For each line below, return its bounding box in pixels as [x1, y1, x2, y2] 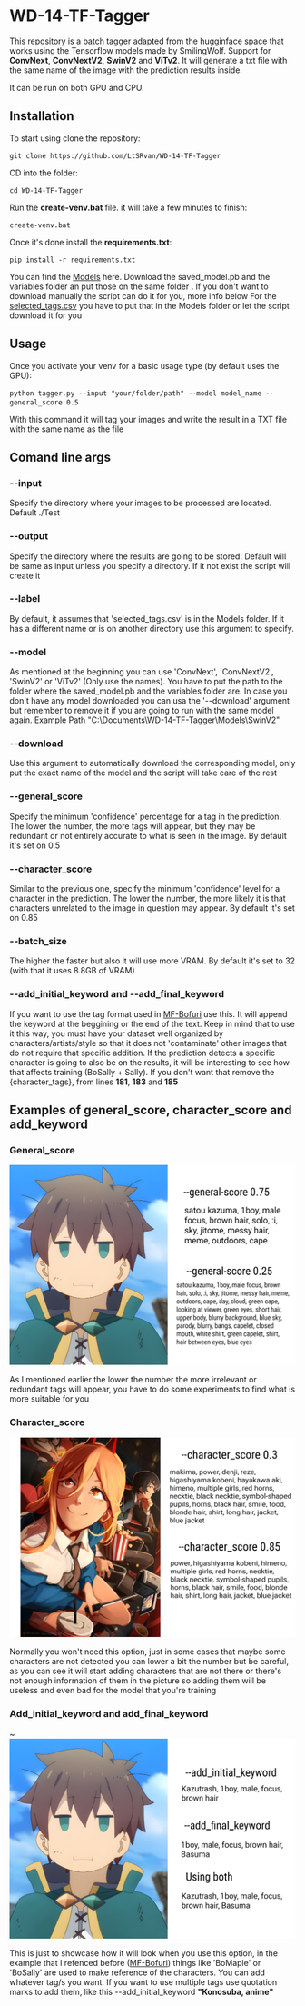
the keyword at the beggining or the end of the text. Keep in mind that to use [9, 1018, 295, 1029]
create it [9, 570, 41, 581]
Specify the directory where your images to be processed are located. [9, 497, 272, 509]
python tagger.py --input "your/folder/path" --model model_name [9, 388, 261, 398]
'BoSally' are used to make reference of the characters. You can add [9, 1967, 266, 1978]
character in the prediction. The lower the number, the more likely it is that [9, 893, 286, 904]
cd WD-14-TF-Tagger [9, 185, 84, 195]
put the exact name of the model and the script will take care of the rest [9, 767, 278, 778]
